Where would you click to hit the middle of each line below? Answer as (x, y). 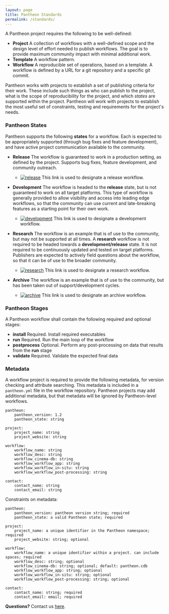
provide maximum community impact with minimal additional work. (82, 54)
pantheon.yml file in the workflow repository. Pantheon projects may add (80, 391)
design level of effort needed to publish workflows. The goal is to (80, 49)
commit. (21, 76)
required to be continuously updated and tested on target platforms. (83, 249)
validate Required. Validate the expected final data (65, 355)
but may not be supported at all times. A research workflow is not (81, 239)
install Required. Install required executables (59, 334)
